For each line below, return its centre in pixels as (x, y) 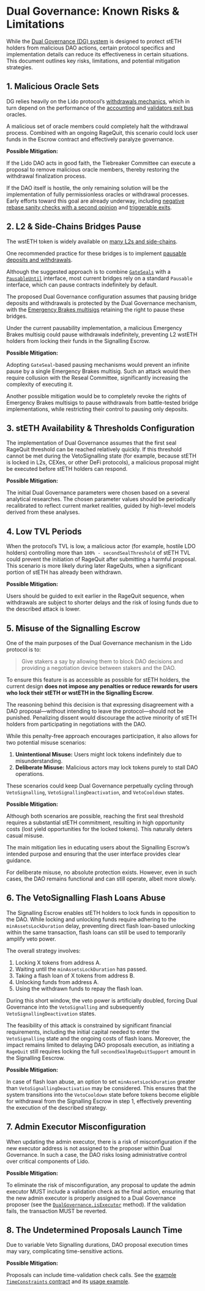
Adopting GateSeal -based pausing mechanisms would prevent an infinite (98, 364)
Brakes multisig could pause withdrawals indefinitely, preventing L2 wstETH (102, 334)
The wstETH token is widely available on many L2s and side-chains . (92, 241)
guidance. (19, 860)
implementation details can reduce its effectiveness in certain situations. (97, 54)
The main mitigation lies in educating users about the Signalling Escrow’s (98, 847)
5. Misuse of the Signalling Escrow (73, 628)
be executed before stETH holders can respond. (67, 469)
